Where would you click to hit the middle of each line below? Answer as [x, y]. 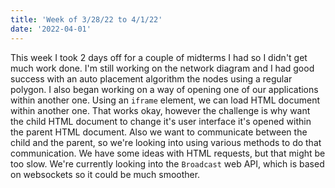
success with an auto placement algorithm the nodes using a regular [151, 78]
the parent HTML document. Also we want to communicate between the [159, 132]
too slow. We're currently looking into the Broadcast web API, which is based [167, 163]
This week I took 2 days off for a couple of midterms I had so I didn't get [159, 57]
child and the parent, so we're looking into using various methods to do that [166, 142]
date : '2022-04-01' [51, 29]
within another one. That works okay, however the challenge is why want [160, 110]
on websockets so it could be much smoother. [105, 174]
